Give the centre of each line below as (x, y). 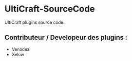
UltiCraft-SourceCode (50, 9)
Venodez (20, 49)
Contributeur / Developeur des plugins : (66, 38)
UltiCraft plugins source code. (35, 22)
